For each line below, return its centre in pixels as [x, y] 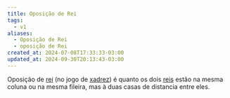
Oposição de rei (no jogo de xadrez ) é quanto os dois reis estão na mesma [115, 79]
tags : [15, 20]
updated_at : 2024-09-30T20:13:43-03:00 [66, 59]
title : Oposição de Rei [42, 14]
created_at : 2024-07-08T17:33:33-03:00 [66, 53]
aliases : [20, 33]
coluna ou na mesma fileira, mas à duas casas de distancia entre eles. [109, 86]
